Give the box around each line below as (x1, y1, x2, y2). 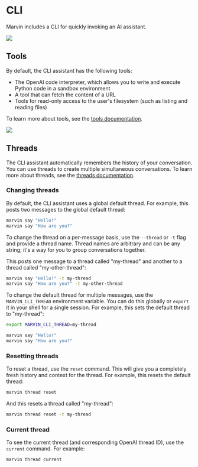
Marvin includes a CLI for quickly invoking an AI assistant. (6, 23, 147, 30)
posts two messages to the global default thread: (6, 206, 126, 213)
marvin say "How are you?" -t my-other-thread (6, 281, 123, 287)
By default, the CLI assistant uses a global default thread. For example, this (6, 199, 189, 207)
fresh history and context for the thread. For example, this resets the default (6, 372, 191, 379)
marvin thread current (6, 456, 62, 463)
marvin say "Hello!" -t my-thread (6, 275, 92, 281)
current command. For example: (6, 445, 85, 452)
